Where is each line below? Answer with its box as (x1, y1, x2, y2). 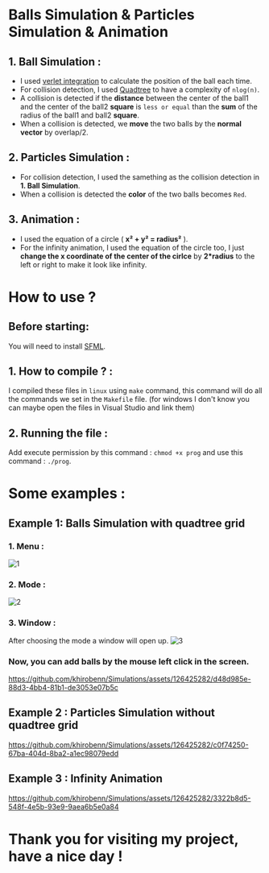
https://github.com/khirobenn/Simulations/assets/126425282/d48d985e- (8, 674, 251, 684)
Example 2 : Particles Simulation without (8, 706, 215, 720)
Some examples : (8, 485, 126, 503)
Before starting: (8, 320, 90, 333)
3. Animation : (8, 213, 81, 226)
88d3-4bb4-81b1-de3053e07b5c (8, 683, 118, 693)
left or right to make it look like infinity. (19, 259, 147, 269)
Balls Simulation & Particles (8, 6, 195, 24)
